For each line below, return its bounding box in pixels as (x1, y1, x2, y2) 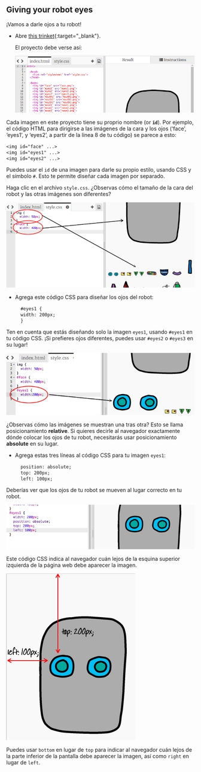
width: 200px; (20, 312, 56, 318)
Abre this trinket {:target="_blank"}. (14, 32, 101, 39)
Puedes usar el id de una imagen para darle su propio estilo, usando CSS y (6, 166, 191, 173)
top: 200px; (20, 469, 50, 476)
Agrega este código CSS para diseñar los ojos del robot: (14, 293, 154, 301)
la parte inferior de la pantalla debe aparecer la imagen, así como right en (6, 752, 190, 759)
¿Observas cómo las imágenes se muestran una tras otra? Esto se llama (6, 421, 184, 428)
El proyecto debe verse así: (14, 44, 83, 51)
